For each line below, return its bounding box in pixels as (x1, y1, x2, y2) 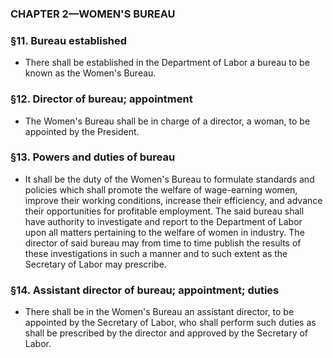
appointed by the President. (24, 125, 140, 137)
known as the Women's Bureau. (24, 67, 157, 79)
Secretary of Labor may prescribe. (24, 258, 167, 270)
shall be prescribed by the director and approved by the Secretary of (24, 327, 309, 339)
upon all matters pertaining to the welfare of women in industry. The (24, 226, 305, 238)
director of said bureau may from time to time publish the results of (24, 237, 302, 249)
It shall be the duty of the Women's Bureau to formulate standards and (24, 173, 315, 185)
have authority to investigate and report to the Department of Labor (24, 215, 303, 227)
